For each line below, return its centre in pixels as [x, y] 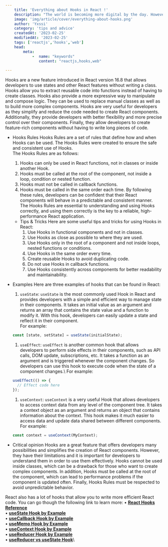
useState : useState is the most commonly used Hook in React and [88, 294]
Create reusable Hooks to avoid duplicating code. [78, 259]
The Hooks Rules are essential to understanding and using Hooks [87, 206]
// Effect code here [38, 385]
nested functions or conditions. [59, 248]
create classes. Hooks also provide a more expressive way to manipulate [80, 96]
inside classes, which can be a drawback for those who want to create [85, 466]
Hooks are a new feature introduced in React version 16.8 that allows [76, 80]
